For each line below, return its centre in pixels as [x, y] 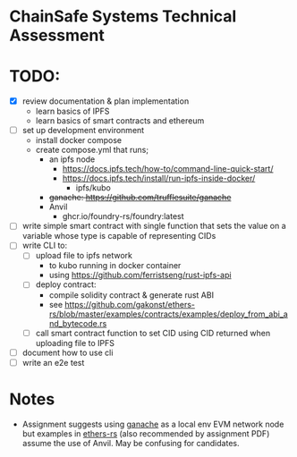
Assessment [57, 35]
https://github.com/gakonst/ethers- [130, 304]
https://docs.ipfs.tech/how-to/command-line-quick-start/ [168, 169]
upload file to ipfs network [84, 256]
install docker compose [79, 140]
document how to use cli [68, 352]
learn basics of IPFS [72, 111]
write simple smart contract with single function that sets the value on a [154, 226]
